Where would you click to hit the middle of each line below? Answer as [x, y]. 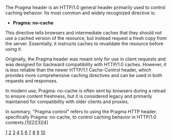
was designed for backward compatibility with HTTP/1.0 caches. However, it [86, 64]
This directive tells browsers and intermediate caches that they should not [84, 33]
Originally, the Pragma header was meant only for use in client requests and [85, 59]
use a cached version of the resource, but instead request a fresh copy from [86, 38]
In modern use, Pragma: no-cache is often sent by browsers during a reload [85, 91]
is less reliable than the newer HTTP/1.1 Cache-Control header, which [78, 70]
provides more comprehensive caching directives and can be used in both [84, 75]
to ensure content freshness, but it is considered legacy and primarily [79, 96]
